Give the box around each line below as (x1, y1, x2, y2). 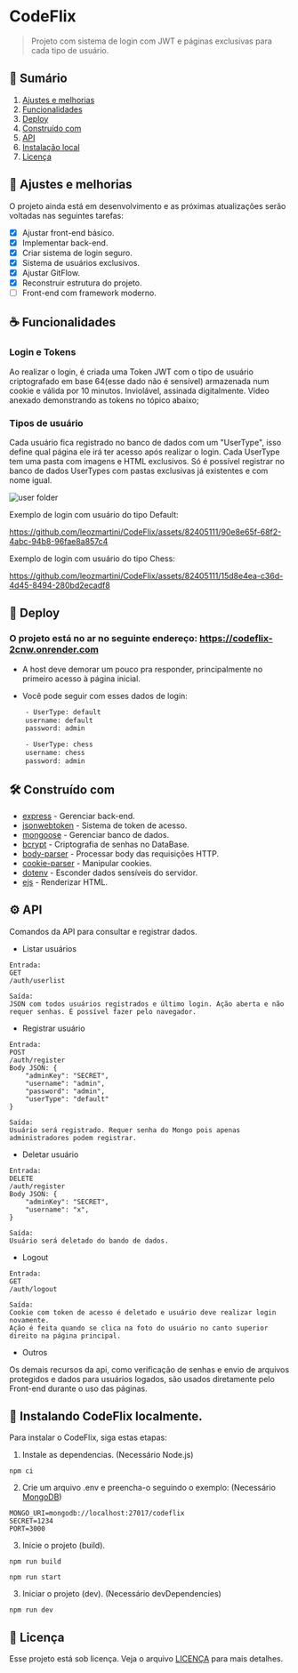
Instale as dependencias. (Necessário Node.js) (21, 1450, 194, 1460)
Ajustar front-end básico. (21, 227, 115, 237)
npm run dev (9, 1605, 53, 1615)
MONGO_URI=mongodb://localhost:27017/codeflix (9, 1509, 185, 1518)
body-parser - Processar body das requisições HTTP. (21, 848, 220, 859)
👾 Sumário (9, 71, 68, 86)
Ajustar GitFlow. (21, 267, 80, 277)
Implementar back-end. (21, 237, 109, 248)
